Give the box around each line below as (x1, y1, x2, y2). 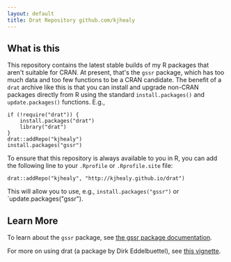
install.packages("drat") (19, 118, 95, 125)
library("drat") (19, 123, 67, 131)
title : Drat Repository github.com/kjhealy (7, 17, 136, 24)
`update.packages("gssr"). (7, 194, 83, 203)
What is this (7, 43, 61, 54)
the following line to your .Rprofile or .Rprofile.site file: (7, 162, 173, 170)
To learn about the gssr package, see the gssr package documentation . (7, 233, 212, 242)
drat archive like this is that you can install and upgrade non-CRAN (7, 83, 200, 91)
